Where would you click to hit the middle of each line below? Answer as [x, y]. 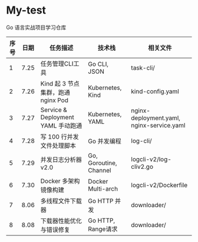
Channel [100, 170]
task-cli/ [143, 67]
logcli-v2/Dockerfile [159, 185]
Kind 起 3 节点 [60, 83]
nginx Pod [55, 100]
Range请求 [103, 229]
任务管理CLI [57, 64]
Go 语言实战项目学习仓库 [36, 27]
